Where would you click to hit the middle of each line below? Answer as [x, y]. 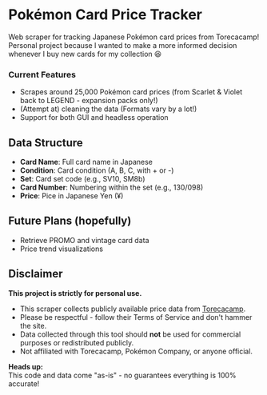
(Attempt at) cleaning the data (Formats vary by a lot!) [108, 109]
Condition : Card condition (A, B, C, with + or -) [97, 170]
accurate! [24, 383]
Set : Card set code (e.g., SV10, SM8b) [82, 179]
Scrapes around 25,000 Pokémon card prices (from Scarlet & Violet [131, 92]
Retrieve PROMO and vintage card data [84, 240]
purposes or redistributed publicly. [77, 342]
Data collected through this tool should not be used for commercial [130, 334]
